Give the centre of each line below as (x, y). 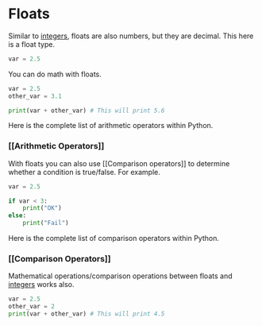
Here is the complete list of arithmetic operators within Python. (111, 126)
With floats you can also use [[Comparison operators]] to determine (119, 163)
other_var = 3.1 (35, 96)
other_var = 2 (32, 307)
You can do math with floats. (55, 74)
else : (17, 215)
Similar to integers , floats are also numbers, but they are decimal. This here (131, 36)
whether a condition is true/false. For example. (85, 172)
